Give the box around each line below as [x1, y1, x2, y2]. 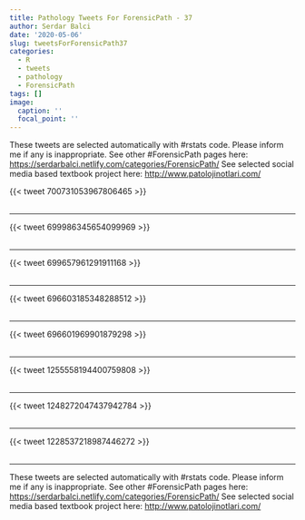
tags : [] [9, 89, 43, 98]
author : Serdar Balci [9, 22, 92, 31]
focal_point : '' [17, 114, 79, 123]
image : [9, 97, 34, 107]
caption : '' [17, 106, 64, 115]
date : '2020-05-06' [9, 30, 84, 39]
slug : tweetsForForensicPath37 [9, 38, 128, 48]
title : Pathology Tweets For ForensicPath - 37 [9, 13, 193, 23]
